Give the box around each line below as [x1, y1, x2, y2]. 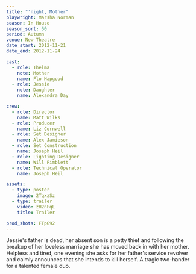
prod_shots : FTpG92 [6, 220, 55, 226]
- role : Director [11, 109, 55, 115]
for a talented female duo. [6, 263, 71, 270]
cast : [6, 58, 20, 65]
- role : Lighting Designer [11, 154, 80, 160]
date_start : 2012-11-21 [6, 43, 66, 49]
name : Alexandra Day [17, 93, 69, 99]
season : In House [6, 20, 50, 26]
